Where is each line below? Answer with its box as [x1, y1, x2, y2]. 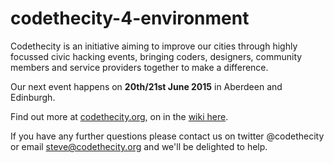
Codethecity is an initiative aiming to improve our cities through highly [10, 40, 298, 52]
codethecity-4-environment [10, 7, 250, 30]
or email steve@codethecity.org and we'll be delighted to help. [10, 140, 268, 152]
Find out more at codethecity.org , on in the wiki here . [10, 110, 229, 122]
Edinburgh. [10, 91, 56, 103]
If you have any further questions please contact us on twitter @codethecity [10, 130, 325, 142]
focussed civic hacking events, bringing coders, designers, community [10, 50, 303, 62]
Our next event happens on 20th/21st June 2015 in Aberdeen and [10, 80, 283, 92]
